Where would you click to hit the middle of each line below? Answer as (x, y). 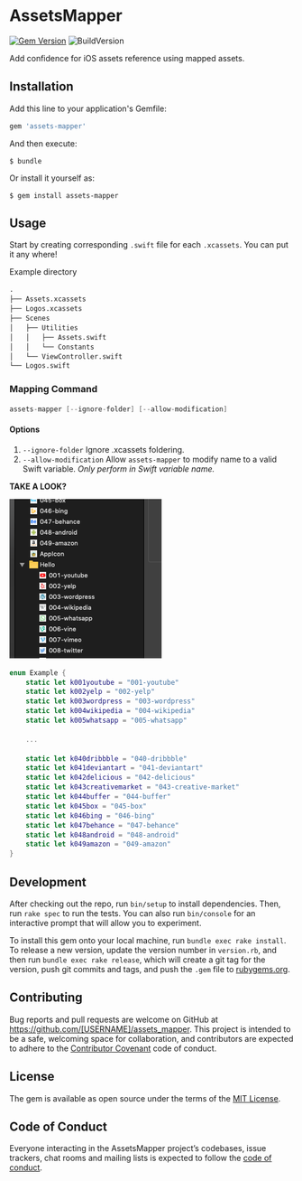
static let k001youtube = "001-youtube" (102, 682)
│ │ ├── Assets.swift (58, 337)
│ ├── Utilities (44, 328)
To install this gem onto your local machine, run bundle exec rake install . (148, 940)
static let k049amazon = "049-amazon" (98, 844)
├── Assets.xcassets (48, 299)
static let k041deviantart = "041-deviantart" (114, 768)
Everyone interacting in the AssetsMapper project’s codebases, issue (138, 1148)
